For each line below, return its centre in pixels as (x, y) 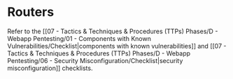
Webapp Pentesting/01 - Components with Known (79, 38)
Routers (31, 12)
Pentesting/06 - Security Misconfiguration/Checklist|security (95, 60)
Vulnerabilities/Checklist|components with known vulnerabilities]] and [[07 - (117, 46)
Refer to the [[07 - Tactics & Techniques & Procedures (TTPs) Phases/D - (113, 31)
